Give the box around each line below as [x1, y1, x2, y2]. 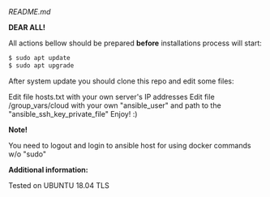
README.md [8, 7, 51, 16]
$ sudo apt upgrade [8, 61, 75, 70]
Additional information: [8, 165, 89, 174]
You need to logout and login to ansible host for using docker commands [8, 140, 251, 150]
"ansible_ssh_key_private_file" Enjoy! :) [8, 109, 138, 118]
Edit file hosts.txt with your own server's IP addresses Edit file [8, 92, 215, 101]
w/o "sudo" [8, 149, 47, 159]
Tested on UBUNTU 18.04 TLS [8, 180, 109, 190]
